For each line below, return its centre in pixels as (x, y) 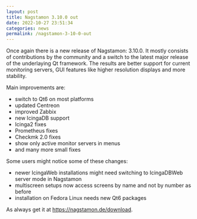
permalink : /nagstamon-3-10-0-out (49, 34)
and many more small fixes (48, 150)
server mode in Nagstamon (48, 179)
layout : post (22, 12)
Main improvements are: (36, 87)
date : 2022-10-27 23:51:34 (40, 23)
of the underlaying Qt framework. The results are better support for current (98, 64)
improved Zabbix (35, 112)
